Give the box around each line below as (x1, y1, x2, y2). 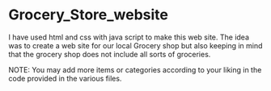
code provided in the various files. (8, 73, 122, 83)
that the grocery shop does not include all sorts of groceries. (8, 49, 211, 59)
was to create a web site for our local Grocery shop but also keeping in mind (8, 40, 263, 50)
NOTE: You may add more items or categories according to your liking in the (8, 64, 262, 74)
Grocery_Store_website (8, 6, 168, 24)
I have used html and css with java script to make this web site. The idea (8, 32, 249, 42)
